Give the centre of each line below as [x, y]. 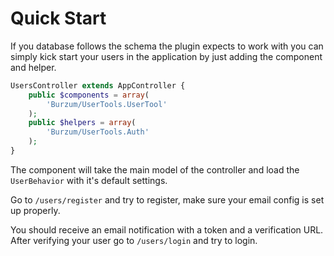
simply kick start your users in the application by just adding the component [166, 56]
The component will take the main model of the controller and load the [155, 169]
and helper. [33, 67]
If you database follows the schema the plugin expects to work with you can [167, 46]
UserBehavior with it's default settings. [89, 180]
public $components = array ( [89, 95]
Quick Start [58, 18]
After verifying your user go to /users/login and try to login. [134, 240]
